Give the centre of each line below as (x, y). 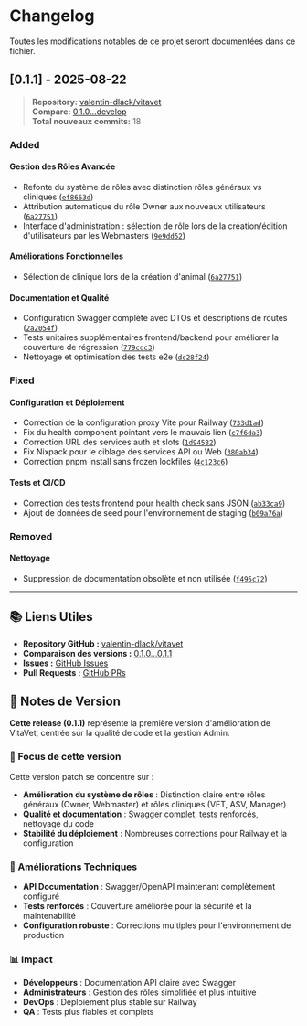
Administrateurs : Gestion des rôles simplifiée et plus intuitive (140, 992)
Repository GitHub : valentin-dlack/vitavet (103, 643)
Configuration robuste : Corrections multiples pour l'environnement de (157, 925)
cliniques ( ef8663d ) (58, 197)
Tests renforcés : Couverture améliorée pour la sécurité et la (138, 905)
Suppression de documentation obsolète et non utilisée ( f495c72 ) (145, 578)
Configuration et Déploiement (67, 402)
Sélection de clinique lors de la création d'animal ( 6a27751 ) (132, 277)
